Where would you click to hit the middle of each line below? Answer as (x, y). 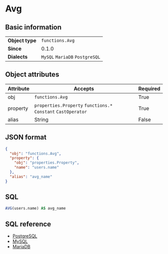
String (41, 119)
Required (149, 88)
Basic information (33, 27)
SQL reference (28, 224)
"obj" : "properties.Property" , (47, 163)
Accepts (84, 88)
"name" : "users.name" (36, 167)
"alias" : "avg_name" (31, 176)
